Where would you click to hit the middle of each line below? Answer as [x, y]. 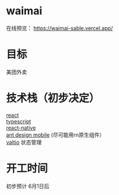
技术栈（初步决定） [53, 98]
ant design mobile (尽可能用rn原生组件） [55, 134]
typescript [19, 121]
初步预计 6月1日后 [28, 186]
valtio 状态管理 [24, 142]
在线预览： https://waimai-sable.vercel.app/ [59, 28]
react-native [21, 128]
